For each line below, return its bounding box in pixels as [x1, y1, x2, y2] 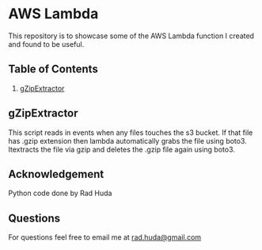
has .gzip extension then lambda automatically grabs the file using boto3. [8, 136, 247, 145]
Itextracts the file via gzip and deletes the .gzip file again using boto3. [8, 144, 236, 154]
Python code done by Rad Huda [8, 188, 112, 198]
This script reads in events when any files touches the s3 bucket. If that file [8, 128, 253, 137]
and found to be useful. [8, 39, 85, 48]
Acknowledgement [8, 167, 104, 181]
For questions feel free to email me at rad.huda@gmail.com [8, 233, 202, 242]
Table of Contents [8, 63, 99, 76]
